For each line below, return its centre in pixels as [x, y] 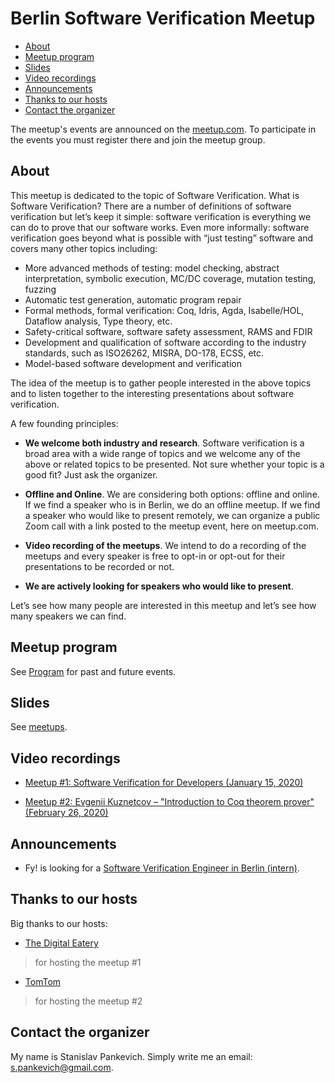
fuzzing [40, 289]
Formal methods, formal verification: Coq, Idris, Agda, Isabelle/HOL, [164, 310]
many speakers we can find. [68, 616]
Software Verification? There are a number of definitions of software [151, 206]
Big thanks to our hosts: [59, 923]
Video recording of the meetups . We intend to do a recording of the [165, 545]
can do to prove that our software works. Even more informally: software [160, 227]
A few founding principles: [64, 423]
